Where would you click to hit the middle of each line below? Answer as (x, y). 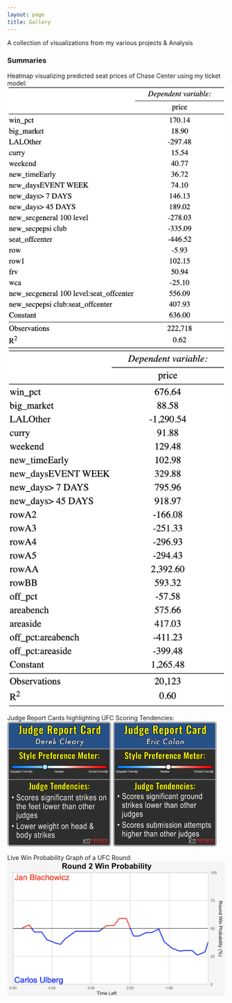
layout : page (26, 15)
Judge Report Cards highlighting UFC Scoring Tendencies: (91, 718)
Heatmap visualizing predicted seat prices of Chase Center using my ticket (114, 76)
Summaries (27, 60)
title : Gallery (29, 22)
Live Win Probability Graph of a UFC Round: (70, 857)
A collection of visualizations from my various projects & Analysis (100, 42)
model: (17, 83)
